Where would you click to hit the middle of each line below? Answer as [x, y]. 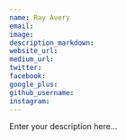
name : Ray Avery [40, 17]
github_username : [42, 92]
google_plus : [34, 84]
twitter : [26, 68]
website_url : [34, 51]
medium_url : [31, 59]
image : [22, 34]
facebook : [28, 76]
